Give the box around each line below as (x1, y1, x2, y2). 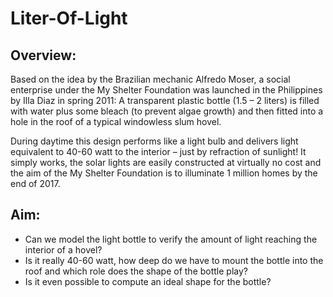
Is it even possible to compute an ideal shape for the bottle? (24, 275, 272, 287)
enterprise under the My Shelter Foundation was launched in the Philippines (10, 84, 323, 96)
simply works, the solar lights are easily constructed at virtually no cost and (10, 157, 322, 168)
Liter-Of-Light (10, 7, 128, 30)
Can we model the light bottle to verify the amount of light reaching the (24, 233, 318, 245)
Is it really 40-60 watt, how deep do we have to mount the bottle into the (24, 254, 324, 266)
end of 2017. (10, 178, 61, 189)
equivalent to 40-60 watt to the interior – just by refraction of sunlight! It (10, 146, 307, 157)
